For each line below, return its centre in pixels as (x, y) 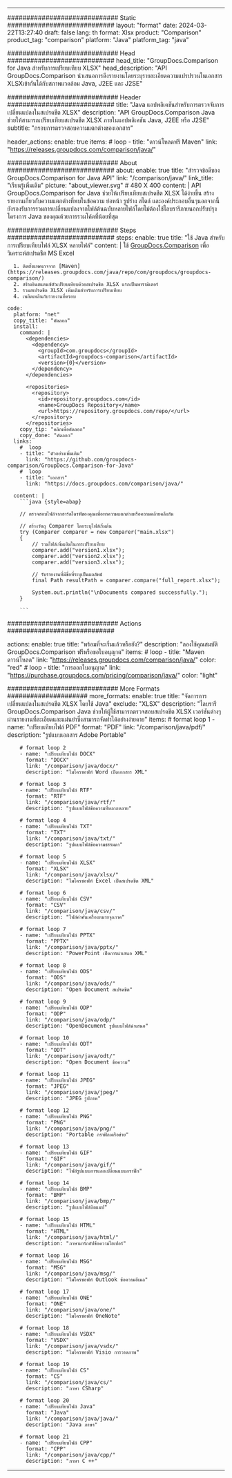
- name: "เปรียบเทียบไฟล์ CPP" (56, 1443)
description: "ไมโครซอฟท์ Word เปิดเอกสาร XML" (86, 772)
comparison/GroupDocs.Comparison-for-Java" (71, 466)
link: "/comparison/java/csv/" (70, 911)
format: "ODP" (46, 1014)
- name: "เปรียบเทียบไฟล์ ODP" (56, 1008)
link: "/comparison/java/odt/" (70, 1056)
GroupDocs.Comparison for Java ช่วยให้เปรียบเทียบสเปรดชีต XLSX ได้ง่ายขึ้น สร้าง (110, 193)
